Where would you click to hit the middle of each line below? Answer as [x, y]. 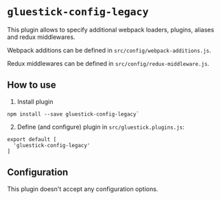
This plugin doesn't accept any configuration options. [83, 189]
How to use [32, 85]
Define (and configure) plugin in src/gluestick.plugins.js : [101, 127]
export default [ [32, 139]
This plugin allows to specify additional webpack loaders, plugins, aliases [111, 29]
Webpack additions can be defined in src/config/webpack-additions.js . [109, 50]
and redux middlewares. [41, 37]
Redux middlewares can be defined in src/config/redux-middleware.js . [108, 63]
